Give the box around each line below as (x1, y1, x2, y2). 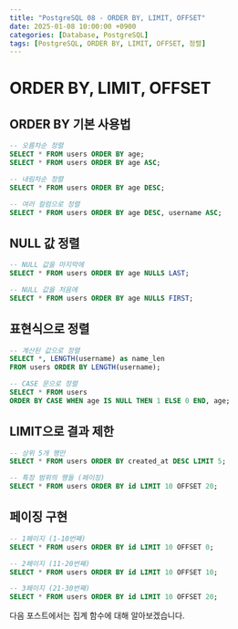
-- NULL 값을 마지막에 (9, 261, 85, 270)
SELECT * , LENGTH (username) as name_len (9, 355, 166, 364)
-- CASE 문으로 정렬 (9, 379, 78, 388)
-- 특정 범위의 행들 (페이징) (9, 473, 105, 483)
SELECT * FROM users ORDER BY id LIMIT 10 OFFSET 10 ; (9, 567, 219, 577)
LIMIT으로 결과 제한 (9, 424, 115, 439)
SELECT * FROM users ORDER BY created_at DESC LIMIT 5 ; (9, 457, 226, 466)
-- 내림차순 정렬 (9, 174, 64, 183)
